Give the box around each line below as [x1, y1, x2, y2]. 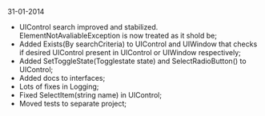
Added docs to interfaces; [18, 74, 106, 82]
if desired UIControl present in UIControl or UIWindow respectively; [18, 48, 242, 57]
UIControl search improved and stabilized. [18, 22, 159, 31]
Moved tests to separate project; [18, 99, 127, 108]
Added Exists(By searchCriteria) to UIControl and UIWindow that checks [18, 39, 258, 49]
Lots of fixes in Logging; [18, 82, 99, 91]
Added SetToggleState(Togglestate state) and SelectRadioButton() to [18, 56, 247, 66]
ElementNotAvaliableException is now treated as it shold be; [18, 31, 218, 40]
